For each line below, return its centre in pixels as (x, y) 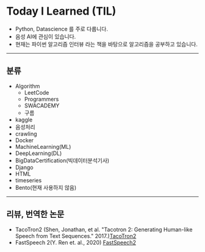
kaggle (24, 120)
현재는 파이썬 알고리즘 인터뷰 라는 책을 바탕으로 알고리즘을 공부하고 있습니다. (106, 44)
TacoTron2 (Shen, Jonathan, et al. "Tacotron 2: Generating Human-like (104, 229)
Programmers (41, 99)
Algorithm (27, 86)
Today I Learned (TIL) (61, 11)
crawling (26, 134)
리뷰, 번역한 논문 (35, 214)
